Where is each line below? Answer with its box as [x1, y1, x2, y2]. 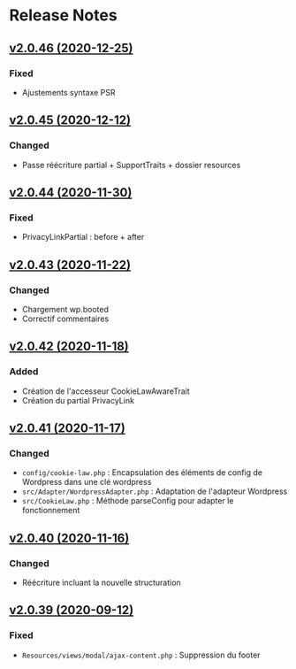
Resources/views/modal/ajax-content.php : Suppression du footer [21, 650, 261, 660]
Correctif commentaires [21, 313, 110, 324]
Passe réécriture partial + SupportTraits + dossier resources [21, 159, 241, 170]
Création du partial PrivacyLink [21, 395, 135, 405]
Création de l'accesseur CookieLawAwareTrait [21, 386, 190, 396]
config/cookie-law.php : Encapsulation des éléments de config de [21, 467, 263, 478]
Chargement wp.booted [21, 304, 109, 314]
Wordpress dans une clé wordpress [21, 477, 152, 488]
